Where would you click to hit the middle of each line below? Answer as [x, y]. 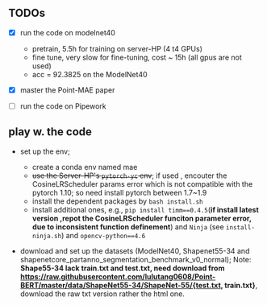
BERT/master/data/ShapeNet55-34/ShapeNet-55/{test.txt [121, 285]
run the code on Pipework [63, 106]
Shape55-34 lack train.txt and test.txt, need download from [122, 268]
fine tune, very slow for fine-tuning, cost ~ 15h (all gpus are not [137, 57]
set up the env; [45, 151]
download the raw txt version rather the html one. [102, 294]
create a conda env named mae [85, 167]
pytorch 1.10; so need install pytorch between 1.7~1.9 [119, 192]
